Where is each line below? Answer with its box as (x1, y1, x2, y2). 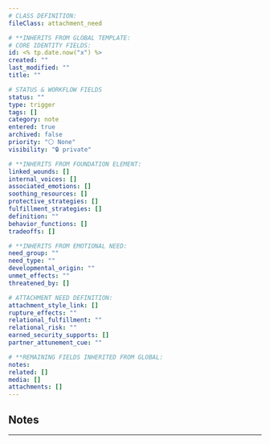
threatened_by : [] (8, 279, 70, 287)
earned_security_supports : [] (8, 331, 110, 339)
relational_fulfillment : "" (8, 316, 103, 324)
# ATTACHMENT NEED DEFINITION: (8, 294, 113, 302)
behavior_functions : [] (8, 220, 88, 228)
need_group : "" (8, 249, 59, 257)
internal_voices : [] (8, 175, 78, 183)
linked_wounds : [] (8, 167, 70, 175)
